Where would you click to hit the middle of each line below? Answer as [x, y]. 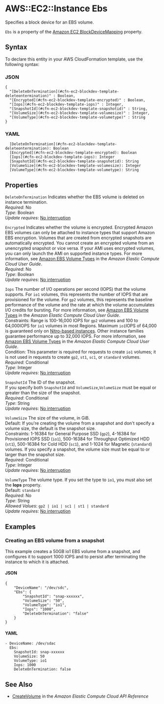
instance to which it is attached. [37, 562]
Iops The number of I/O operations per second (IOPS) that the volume [75, 289]
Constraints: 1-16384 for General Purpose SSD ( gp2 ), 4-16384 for [70, 434]
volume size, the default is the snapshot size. [51, 429]
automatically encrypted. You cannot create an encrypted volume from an [80, 243]
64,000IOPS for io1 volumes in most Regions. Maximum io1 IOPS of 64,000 [81, 326]
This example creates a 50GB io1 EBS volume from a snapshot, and [73, 551]
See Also [19, 684]
